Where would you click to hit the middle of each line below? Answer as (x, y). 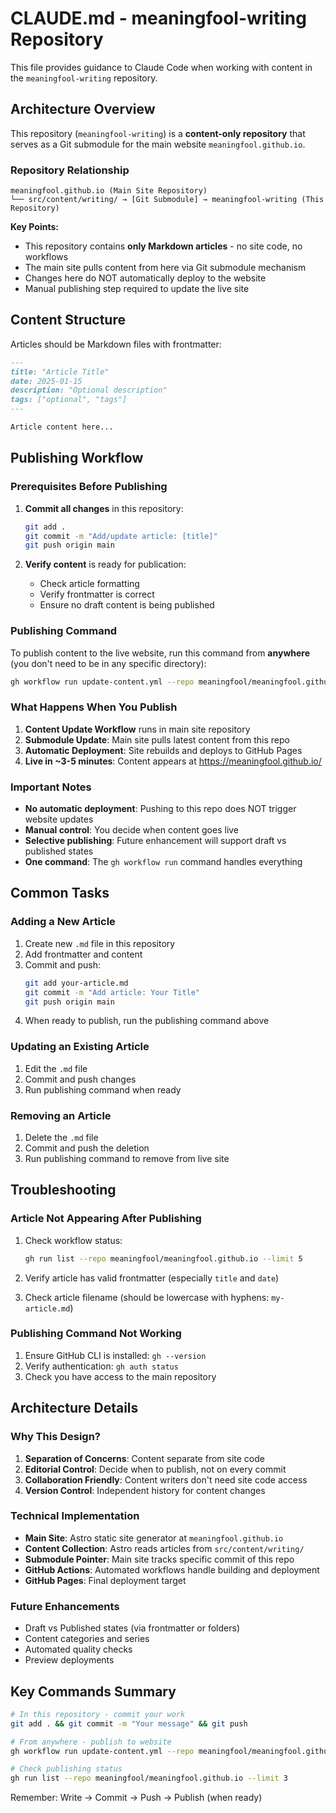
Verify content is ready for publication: (105, 564)
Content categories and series (87, 1639)
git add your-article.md (76, 983)
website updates (59, 819)
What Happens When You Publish (94, 707)
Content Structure (68, 320)
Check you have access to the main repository (120, 1376)
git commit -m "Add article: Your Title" (112, 992)
